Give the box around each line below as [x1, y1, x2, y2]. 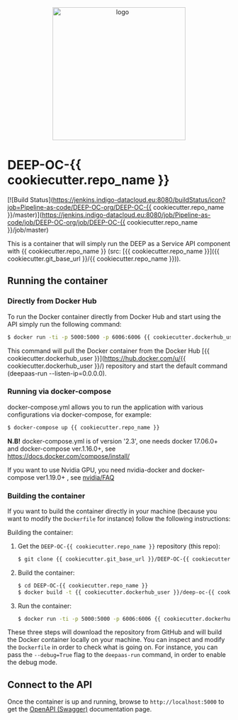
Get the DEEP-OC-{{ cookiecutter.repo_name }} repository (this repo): [17, 541, 221, 550]
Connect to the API [7, 678, 92, 690]
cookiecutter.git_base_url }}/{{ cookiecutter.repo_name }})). [7, 254, 181, 263]
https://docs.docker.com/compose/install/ [7, 451, 130, 460]
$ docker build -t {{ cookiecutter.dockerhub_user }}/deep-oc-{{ [17, 588, 215, 596]
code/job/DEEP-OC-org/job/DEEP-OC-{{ [7, 218, 126, 226]
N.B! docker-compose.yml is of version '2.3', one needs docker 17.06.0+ [7, 437, 218, 445]
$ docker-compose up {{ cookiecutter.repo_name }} [7, 424, 160, 431]
